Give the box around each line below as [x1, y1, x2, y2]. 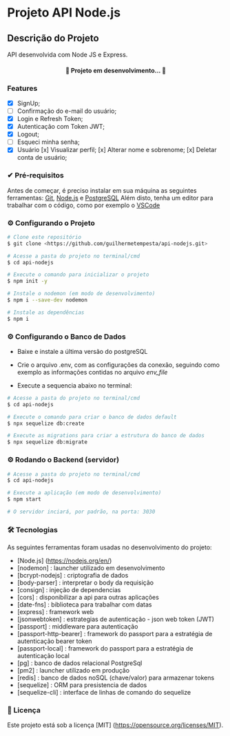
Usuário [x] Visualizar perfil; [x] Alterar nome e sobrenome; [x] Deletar [17, 146, 217, 154]
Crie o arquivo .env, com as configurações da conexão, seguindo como [17, 360, 220, 369]
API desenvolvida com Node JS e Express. [7, 50, 128, 59]
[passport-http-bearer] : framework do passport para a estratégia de [17, 630, 213, 638]
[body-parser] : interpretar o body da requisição [17, 578, 154, 587]
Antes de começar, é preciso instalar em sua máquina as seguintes [7, 186, 198, 194]
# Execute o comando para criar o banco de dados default [7, 413, 177, 421]
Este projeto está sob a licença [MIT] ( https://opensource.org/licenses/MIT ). [7, 721, 224, 729]
